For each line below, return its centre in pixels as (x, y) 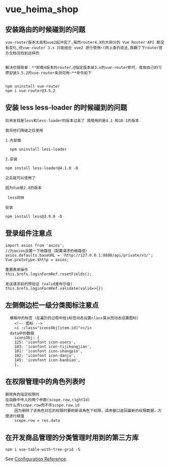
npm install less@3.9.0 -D (34, 216)
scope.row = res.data (37, 421)
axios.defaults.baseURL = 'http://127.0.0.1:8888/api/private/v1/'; (79, 255)
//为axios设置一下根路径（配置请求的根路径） (47, 251)
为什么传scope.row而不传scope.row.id (42, 405)
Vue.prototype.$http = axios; (37, 260)
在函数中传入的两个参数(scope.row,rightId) (48, 400)
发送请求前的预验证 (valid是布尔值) (39, 284)
